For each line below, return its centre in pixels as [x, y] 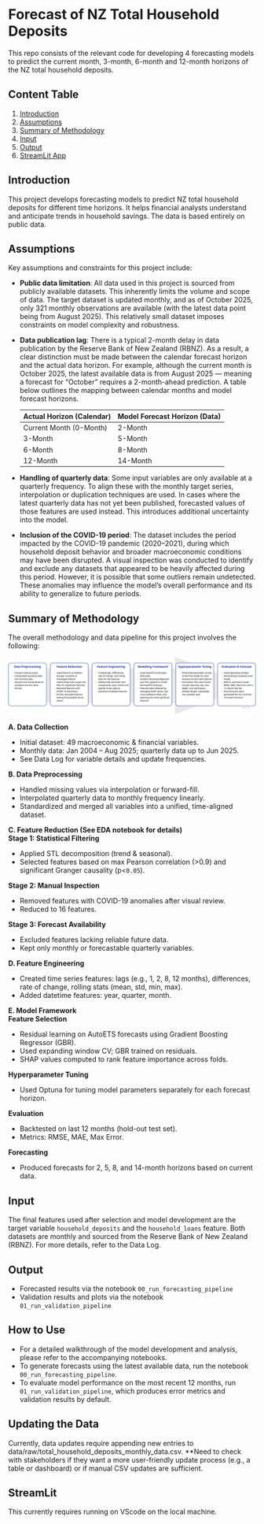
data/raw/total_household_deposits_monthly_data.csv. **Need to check [125, 1452]
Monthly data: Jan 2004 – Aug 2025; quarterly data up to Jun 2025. [129, 751]
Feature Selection [38, 1019]
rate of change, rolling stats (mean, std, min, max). [101, 987]
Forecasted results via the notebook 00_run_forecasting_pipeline [126, 1289]
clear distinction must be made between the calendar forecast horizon [133, 357]
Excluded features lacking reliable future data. [94, 940]
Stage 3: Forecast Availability [57, 925]
